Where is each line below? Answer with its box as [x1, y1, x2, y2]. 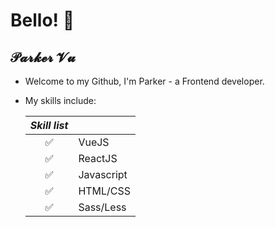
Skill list [29, 119, 69, 132]
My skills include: [24, 95, 97, 106]
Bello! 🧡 [10, 9, 75, 32]
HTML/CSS [78, 184, 132, 198]
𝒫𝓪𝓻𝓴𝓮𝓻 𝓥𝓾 [10, 49, 76, 66]
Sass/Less [78, 200, 127, 214]
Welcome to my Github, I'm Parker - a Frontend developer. [24, 75, 265, 87]
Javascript [78, 168, 128, 181]
